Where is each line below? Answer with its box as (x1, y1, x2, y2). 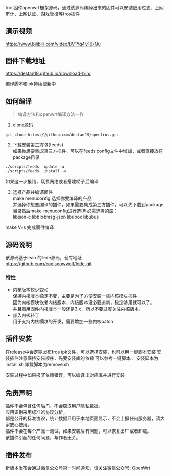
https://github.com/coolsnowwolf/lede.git (5, 261, 92, 267)
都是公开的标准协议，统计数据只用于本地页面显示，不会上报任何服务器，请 (5, 415, 160, 421)
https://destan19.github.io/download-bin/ (5, 70, 91, 76)
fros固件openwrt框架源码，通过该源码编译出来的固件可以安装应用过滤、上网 (5, 5, 164, 10)
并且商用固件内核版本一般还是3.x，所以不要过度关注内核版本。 (12, 306, 143, 312)
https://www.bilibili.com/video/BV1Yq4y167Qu (5, 40, 101, 47)
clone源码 (12, 122, 34, 128)
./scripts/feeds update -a (5, 164, 65, 169)
